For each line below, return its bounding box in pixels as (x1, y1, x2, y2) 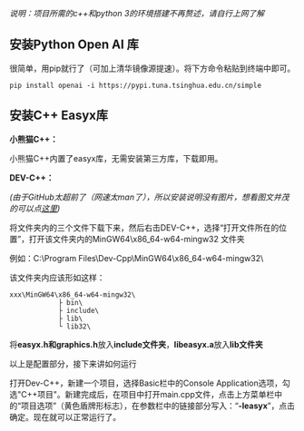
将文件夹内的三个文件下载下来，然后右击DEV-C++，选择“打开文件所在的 (9, 221, 279, 233)
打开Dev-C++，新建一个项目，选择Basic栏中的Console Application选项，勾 (9, 377, 290, 388)
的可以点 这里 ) (9, 202, 61, 213)
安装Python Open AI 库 (9, 37, 139, 53)
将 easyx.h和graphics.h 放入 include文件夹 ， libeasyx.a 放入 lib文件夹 (9, 338, 263, 349)
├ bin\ (57, 298, 83, 307)
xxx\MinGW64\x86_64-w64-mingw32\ (9, 289, 136, 299)
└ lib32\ (57, 321, 92, 331)
